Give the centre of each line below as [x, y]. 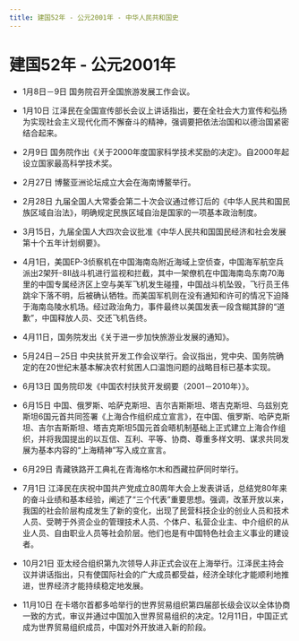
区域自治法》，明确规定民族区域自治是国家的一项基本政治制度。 [146, 212]
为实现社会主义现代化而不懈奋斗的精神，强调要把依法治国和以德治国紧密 [155, 121]
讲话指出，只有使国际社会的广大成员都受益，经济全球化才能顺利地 [160, 574]
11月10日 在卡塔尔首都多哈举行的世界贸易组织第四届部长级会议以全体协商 [156, 604]
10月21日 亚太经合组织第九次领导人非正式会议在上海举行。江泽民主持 [149, 563]
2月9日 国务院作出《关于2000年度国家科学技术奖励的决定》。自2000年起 [156, 152]
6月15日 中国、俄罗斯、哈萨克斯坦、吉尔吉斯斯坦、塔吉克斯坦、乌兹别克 [155, 405]
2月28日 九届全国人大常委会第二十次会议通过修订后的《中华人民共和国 [152, 201]
